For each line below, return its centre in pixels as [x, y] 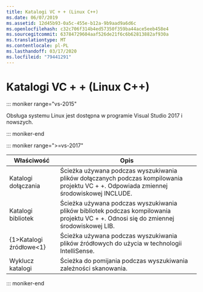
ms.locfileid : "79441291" [39, 57]
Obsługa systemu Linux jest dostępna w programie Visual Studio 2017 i [95, 115]
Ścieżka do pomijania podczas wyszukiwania [124, 260]
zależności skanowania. [94, 268]
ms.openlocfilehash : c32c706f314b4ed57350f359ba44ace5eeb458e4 [88, 29]
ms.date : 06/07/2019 [32, 18]
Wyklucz [22, 260]
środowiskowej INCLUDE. [96, 193]
